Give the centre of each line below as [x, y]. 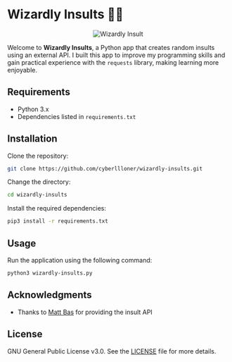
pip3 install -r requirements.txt [58, 221]
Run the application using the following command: [80, 260]
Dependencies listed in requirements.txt [77, 116]
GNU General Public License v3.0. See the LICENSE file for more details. [112, 351]
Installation [32, 139]
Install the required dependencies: [57, 208]
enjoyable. [22, 70]
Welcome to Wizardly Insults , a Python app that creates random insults [111, 47]
